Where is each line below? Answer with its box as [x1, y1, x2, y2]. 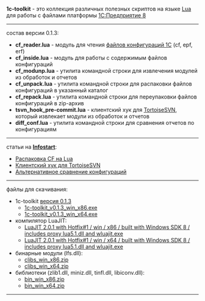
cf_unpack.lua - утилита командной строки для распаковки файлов [15, 80, 192, 87]
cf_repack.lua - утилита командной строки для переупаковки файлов [15, 93, 197, 100]
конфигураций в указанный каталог [15, 87, 109, 94]
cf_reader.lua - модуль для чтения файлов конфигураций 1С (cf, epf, [15, 41, 193, 48]
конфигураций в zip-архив [15, 100, 84, 106]
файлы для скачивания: [6, 186, 68, 193]
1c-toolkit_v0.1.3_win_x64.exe [24, 210, 98, 218]
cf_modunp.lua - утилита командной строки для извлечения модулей [15, 67, 198, 74]
